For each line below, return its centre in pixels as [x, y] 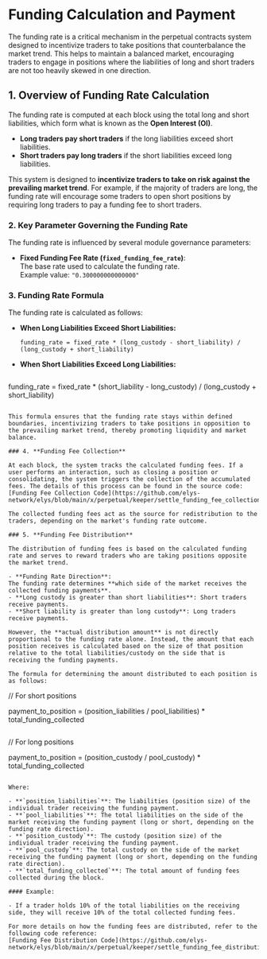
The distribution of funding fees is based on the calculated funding [128, 549]
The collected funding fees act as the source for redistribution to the [133, 514]
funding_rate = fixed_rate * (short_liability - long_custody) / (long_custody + [132, 386]
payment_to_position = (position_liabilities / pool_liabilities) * [106, 711]
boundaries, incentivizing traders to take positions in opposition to [129, 424]
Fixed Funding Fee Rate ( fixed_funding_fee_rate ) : [103, 258]
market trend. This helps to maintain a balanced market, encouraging [121, 53]
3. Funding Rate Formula [56, 295]
